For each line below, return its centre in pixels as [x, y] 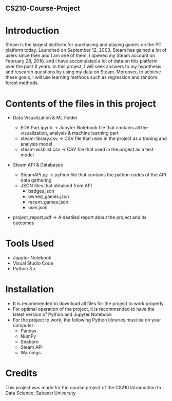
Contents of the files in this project [81, 103]
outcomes [23, 223]
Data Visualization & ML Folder [45, 118]
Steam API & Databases [38, 165]
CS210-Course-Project [43, 8]
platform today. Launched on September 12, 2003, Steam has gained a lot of [86, 50]
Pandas [28, 331]
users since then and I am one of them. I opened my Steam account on [80, 55]
